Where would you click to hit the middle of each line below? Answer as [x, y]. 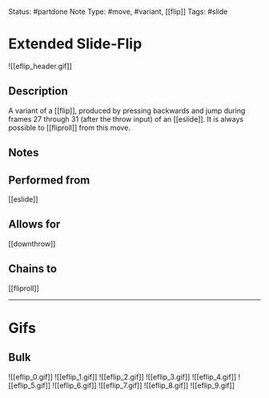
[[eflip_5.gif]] [29, 385]
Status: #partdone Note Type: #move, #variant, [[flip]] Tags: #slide [118, 12]
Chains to [33, 269]
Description [38, 91]
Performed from [49, 180]
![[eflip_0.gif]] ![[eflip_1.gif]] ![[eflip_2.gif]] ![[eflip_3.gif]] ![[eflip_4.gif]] [122, 376]
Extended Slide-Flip [75, 44]
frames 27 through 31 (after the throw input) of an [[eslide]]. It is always [126, 119]
